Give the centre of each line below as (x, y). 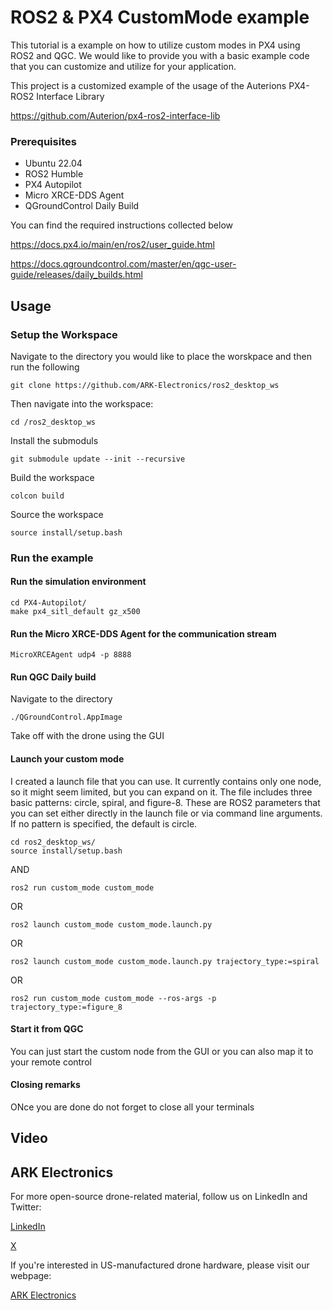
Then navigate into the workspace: (82, 403)
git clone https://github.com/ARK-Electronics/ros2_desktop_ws (145, 385)
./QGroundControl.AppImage (66, 717)
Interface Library (70, 96)
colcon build (37, 496)
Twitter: (26, 1207)
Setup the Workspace (64, 334)
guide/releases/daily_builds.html (76, 275)
